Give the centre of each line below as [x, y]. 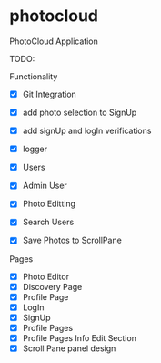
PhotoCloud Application [54, 41]
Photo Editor [46, 276]
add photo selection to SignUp [80, 112]
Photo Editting [49, 204]
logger [35, 149]
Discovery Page [52, 286]
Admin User [45, 186]
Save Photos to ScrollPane [72, 240]
